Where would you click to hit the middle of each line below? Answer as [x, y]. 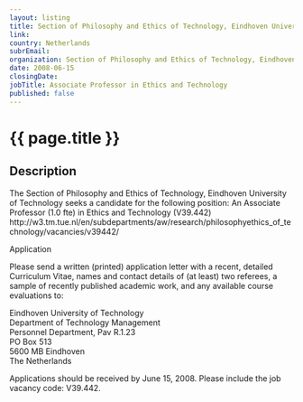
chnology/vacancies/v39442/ [64, 231]
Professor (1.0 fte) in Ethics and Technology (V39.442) [110, 212]
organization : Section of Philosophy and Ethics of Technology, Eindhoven [153, 60]
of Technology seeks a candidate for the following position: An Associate [145, 202]
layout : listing [40, 18]
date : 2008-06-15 [42, 69]
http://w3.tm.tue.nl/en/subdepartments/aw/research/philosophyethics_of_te [150, 221]
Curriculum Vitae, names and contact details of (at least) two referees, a [143, 276]
